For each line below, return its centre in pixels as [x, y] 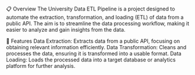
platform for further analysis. [41, 66]
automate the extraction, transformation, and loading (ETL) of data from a [95, 17]
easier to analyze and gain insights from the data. [66, 30]
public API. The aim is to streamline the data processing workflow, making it [98, 23]
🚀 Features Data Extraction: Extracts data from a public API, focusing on [93, 41]
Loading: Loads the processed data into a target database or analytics [91, 60]
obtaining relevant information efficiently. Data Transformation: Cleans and [96, 47]
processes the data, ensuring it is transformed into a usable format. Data [94, 53]
